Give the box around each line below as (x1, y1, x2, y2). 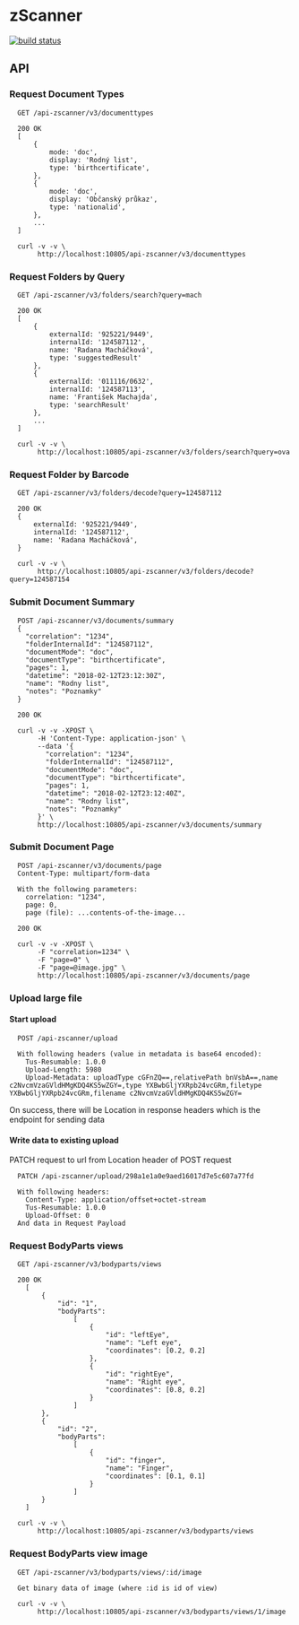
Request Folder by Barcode (9, 468, 130, 481)
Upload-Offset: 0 (25, 1212, 90, 1221)
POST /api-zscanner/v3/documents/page (17, 861, 163, 870)
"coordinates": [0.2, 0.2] (105, 1346, 206, 1355)
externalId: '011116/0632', (48, 377, 154, 386)
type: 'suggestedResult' (48, 353, 142, 362)
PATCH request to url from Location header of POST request (9, 1154, 232, 1166)
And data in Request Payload (17, 1219, 126, 1229)
